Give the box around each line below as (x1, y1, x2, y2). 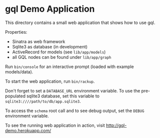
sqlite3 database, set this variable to (26, 93, 100, 99)
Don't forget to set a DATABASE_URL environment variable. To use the (5, 88, 140, 93)
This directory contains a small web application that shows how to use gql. (5, 20, 156, 25)
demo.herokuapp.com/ (5, 127, 51, 133)
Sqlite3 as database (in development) (12, 44, 88, 49)
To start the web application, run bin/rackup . (5, 78, 95, 84)
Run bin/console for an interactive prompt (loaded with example (5, 64, 134, 69)
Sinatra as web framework (12, 38, 66, 45)
